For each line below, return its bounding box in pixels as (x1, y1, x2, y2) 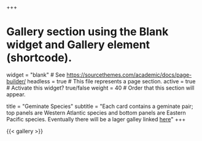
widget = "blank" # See (6, 71, 66, 78)
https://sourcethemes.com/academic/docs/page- (66, 71, 192, 78)
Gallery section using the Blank (6, 25, 169, 39)
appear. (6, 90, 26, 98)
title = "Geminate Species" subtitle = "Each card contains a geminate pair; (6, 102, 193, 110)
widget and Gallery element (6, 38, 150, 52)
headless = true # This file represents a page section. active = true (27, 77, 196, 85)
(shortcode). (6, 51, 72, 65)
